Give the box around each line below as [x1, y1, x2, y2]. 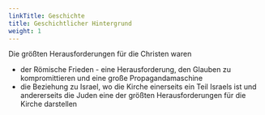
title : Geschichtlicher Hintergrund [8, 19, 132, 28]
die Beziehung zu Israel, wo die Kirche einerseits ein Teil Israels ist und [19, 82, 257, 92]
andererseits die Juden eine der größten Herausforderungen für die [19, 91, 246, 100]
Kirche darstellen [19, 99, 78, 109]
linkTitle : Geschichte [8, 11, 85, 20]
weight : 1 [8, 27, 42, 35]
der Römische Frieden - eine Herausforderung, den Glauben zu [19, 65, 231, 75]
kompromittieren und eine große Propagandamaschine [19, 74, 203, 83]
